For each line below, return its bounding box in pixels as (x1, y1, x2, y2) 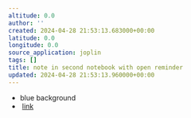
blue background (19, 92, 76, 102)
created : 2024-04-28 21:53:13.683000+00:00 (8, 26, 155, 34)
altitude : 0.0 (8, 11, 56, 20)
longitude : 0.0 (8, 41, 59, 49)
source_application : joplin (8, 49, 102, 57)
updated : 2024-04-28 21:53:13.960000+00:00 (8, 71, 155, 79)
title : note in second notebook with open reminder (8, 64, 183, 72)
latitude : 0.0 (8, 33, 56, 42)
